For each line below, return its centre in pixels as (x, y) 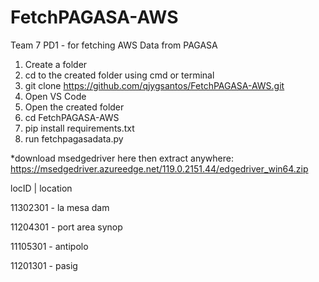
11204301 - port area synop (66, 227)
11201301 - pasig (44, 265)
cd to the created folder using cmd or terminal (119, 75)
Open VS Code (55, 96)
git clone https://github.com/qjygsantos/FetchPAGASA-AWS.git (154, 85)
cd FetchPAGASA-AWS (72, 117)
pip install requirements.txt (79, 128)
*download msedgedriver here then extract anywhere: (122, 158)
